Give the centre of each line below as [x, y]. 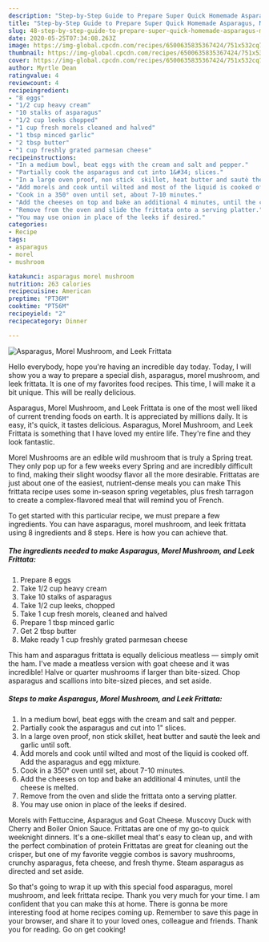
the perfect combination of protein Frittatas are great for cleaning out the [128, 845]
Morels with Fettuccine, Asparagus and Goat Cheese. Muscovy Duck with [130, 820]
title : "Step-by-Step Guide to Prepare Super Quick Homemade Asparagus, [132, 23]
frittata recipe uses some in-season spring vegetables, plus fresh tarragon [131, 491]
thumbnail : [26, 53]
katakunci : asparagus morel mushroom [71, 276]
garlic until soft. [46, 745]
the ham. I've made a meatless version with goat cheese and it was [119, 664]
